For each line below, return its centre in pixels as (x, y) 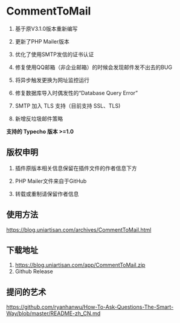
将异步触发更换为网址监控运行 (52, 80)
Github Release (34, 272)
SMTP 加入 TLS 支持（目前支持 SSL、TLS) (68, 106)
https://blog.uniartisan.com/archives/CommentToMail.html (79, 230)
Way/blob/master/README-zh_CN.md (53, 313)
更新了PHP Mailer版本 (42, 41)
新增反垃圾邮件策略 (39, 119)
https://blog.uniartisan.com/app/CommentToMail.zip (80, 265)
